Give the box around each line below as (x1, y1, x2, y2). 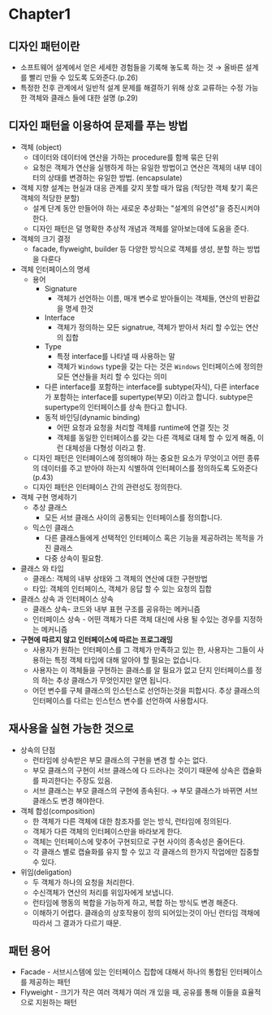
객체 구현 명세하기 (19, 492, 77, 501)
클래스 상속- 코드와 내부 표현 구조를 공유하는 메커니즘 (32, 604, 201, 614)
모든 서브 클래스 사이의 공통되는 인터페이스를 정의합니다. (44, 512, 223, 522)
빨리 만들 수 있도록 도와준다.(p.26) (28, 72, 138, 82)
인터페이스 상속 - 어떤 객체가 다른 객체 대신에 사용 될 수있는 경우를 (32, 614, 241, 623)
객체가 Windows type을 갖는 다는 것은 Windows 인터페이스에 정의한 (56, 361, 264, 371)
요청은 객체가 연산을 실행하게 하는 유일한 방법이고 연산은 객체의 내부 (32, 162, 248, 172)
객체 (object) (19, 142, 63, 151)
